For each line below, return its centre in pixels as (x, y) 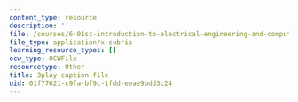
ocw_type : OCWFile (43, 59)
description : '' (39, 26)
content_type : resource (53, 17)
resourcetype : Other (47, 67)
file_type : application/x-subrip (71, 42)
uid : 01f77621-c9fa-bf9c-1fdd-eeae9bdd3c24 (91, 83)
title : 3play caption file (59, 75)
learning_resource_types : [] (63, 51)
